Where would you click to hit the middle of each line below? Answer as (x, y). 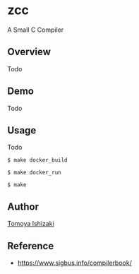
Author (23, 207)
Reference (31, 246)
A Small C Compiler (36, 30)
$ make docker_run (34, 173)
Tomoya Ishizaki (31, 224)
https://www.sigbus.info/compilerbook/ (74, 263)
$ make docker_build (38, 160)
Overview (29, 52)
